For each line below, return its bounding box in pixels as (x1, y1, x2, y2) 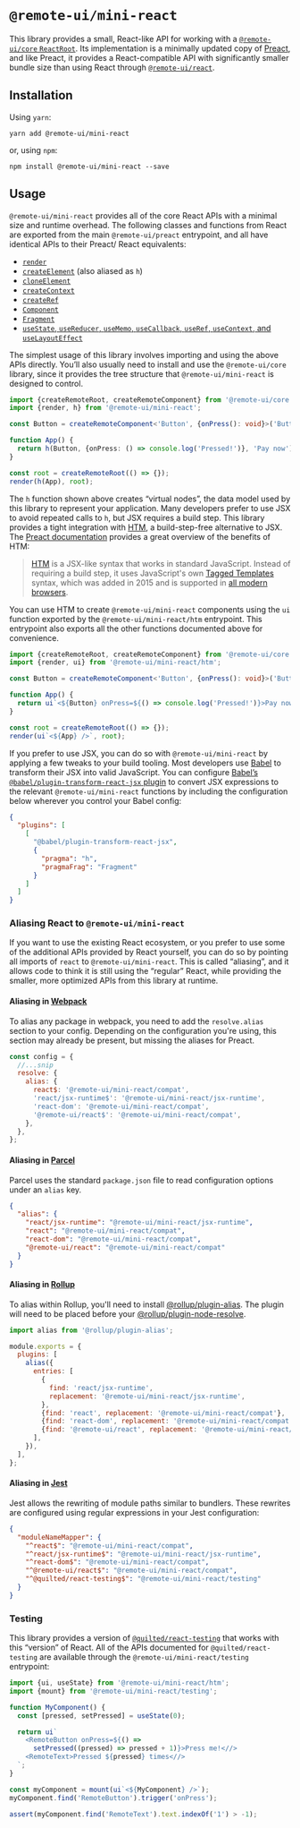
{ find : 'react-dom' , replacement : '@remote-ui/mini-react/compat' (41, 1417, 294, 1426)
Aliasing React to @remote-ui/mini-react (9, 917, 185, 929)
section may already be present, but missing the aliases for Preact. (9, 1035, 255, 1046)
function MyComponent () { (9, 1703, 105, 1712)
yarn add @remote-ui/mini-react (9, 129, 129, 138)
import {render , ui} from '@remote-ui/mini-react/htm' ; (9, 658, 221, 667)
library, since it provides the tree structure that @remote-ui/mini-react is (9, 368, 274, 379)
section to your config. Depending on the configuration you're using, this (9, 1025, 277, 1036)
